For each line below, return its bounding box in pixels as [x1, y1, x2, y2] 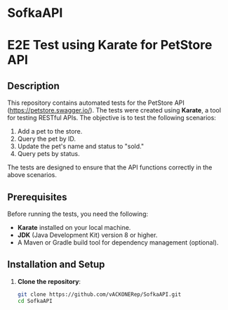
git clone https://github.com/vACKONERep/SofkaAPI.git [17, 290, 182, 298]
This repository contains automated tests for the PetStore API [7, 98, 185, 107]
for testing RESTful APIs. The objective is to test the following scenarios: [7, 114, 216, 122]
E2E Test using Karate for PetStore [7, 37, 213, 53]
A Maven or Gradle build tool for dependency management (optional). [17, 238, 219, 247]
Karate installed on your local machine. [17, 224, 131, 231]
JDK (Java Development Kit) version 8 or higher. [17, 231, 158, 239]
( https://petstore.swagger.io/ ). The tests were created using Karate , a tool [7, 106, 222, 115]
